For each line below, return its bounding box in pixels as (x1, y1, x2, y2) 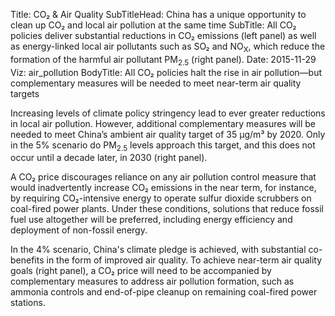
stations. (10, 297, 46, 309)
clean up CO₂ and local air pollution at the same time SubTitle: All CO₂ (10, 19, 297, 31)
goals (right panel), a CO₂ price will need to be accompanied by (10, 265, 272, 277)
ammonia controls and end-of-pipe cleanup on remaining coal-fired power (10, 286, 318, 298)
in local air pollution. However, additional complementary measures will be (10, 117, 316, 129)
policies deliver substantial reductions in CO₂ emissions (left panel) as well (10, 30, 317, 41)
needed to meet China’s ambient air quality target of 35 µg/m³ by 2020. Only (10, 128, 326, 140)
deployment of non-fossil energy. (10, 224, 148, 236)
